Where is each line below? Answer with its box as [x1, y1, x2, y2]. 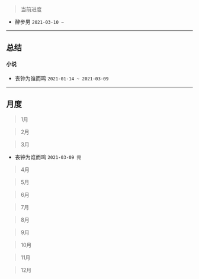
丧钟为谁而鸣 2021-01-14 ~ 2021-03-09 [14, 74, 109, 82]
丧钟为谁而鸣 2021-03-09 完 [14, 154, 82, 161]
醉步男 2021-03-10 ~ [14, 18, 64, 25]
